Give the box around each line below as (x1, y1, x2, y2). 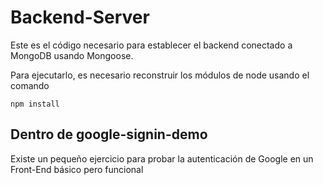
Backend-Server (10, 6, 150, 29)
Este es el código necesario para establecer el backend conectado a (10, 39, 293, 51)
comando (10, 79, 50, 91)
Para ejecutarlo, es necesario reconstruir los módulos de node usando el (10, 69, 310, 81)
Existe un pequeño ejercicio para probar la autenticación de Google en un (10, 152, 314, 165)
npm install (10, 99, 60, 109)
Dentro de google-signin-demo (10, 126, 208, 143)
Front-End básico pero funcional (10, 163, 144, 175)
